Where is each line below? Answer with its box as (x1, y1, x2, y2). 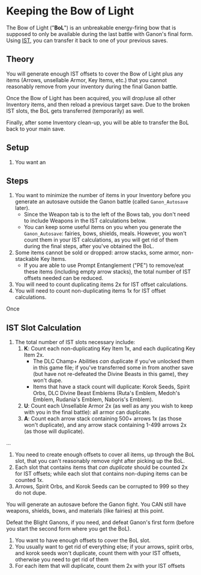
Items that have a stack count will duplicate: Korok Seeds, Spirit (32, 383, 190, 390)
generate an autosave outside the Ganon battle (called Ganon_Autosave (14, 198, 189, 205)
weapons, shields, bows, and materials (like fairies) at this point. (6, 507, 164, 514)
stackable (14, 255, 40, 263)
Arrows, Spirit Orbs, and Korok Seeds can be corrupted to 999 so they (14, 483, 189, 490)
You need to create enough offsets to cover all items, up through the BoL (14, 451, 195, 458)
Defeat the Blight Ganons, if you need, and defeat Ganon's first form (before (6, 519, 194, 526)
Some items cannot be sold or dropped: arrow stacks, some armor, (14, 249, 181, 256)
